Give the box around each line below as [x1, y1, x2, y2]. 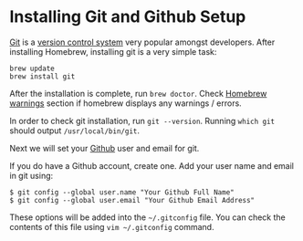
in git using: [9, 170, 54, 181]
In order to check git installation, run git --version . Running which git [9, 115, 276, 126]
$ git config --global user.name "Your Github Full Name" [9, 187, 235, 197]
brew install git [9, 71, 76, 81]
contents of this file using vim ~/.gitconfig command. [9, 221, 214, 232]
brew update [9, 64, 55, 73]
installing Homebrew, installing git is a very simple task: [9, 46, 217, 57]
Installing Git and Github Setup [9, 6, 246, 27]
